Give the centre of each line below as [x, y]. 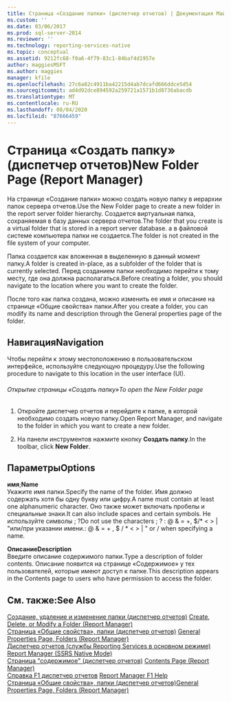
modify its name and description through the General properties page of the [114, 313]
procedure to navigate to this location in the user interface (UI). [96, 374]
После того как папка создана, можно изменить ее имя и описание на [111, 299]
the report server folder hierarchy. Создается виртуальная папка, [101, 213]
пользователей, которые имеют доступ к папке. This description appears [113, 571]
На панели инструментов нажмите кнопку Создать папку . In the [111, 439]
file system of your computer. [49, 243]
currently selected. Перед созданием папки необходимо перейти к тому [113, 270]
